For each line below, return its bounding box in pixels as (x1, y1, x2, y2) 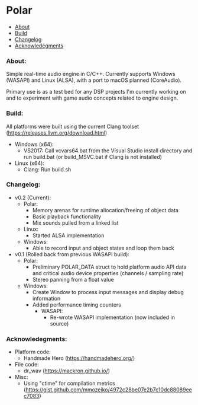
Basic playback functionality (32, 213, 102, 220)
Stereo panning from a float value (32, 276, 114, 283)
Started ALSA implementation (32, 232, 105, 239)
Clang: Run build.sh (23, 165, 72, 173)
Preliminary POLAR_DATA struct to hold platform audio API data (32, 263, 187, 270)
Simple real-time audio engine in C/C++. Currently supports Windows (6, 71, 176, 78)
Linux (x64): (14, 160, 44, 167)
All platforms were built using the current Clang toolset (6, 123, 139, 130)
